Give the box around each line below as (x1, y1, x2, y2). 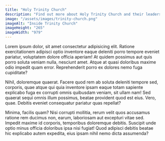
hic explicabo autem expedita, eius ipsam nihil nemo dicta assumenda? (5, 131, 149, 136)
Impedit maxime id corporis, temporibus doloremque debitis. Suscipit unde (5, 120, 156, 126)
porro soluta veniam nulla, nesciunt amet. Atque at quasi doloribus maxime (5, 59, 156, 65)
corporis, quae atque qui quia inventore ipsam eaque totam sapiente (5, 85, 143, 90)
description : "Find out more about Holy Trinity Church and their (5, 12, 144, 17)
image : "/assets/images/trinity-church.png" (5, 16, 98, 21)
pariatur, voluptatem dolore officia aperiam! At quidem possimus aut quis (5, 54, 152, 59)
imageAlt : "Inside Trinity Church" (5, 21, 78, 26)
